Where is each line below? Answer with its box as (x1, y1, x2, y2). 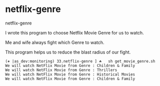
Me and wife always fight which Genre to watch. (5, 39, 104, 45)
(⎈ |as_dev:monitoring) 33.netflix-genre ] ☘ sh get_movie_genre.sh (5, 58, 155, 63)
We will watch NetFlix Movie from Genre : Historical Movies (5, 71, 135, 77)
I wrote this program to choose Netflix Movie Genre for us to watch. (5, 29, 144, 35)
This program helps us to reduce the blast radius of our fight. (5, 49, 131, 55)
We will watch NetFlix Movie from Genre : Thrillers (5, 67, 117, 72)
